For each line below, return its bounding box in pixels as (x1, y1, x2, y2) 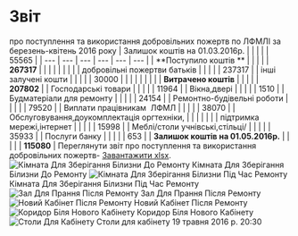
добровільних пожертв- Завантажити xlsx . (9, 149, 172, 160)
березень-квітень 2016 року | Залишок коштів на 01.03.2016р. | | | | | (9, 45, 269, 55)
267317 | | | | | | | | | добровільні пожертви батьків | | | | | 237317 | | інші (9, 64, 277, 75)
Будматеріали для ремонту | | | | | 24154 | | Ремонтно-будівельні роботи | (9, 92, 288, 104)
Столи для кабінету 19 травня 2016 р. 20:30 (96, 216, 262, 227)
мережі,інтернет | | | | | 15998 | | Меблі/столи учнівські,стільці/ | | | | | (9, 121, 271, 131)
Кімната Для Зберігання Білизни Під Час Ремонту (9, 178, 199, 189)
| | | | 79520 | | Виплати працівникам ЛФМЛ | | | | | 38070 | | (9, 102, 236, 113)
